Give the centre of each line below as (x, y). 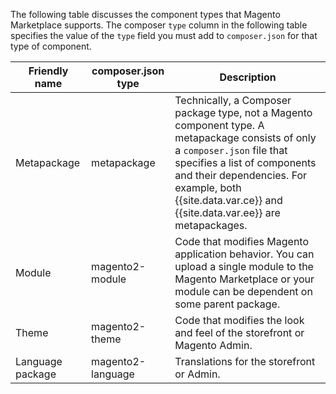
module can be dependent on (243, 291)
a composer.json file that (231, 150)
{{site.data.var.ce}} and (228, 200)
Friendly (48, 71)
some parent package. (227, 304)
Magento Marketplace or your (244, 279)
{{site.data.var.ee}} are (227, 212)
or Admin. (197, 374)
